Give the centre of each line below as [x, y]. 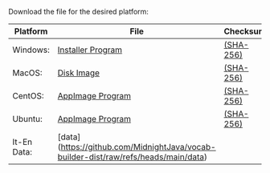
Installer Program [90, 50]
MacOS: [27, 73]
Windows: [31, 50]
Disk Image [79, 73]
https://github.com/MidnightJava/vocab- [138, 147]
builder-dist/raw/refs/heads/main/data [131, 157]
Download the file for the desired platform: [78, 12]
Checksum [245, 31]
